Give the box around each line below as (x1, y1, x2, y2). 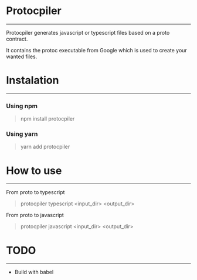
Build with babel (14, 269, 54, 276)
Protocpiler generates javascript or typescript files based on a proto (6, 29, 170, 36)
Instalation (6, 74, 59, 87)
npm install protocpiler (20, 115, 75, 122)
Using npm (6, 102, 38, 110)
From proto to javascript (6, 212, 64, 219)
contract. (6, 35, 28, 42)
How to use (6, 164, 62, 177)
